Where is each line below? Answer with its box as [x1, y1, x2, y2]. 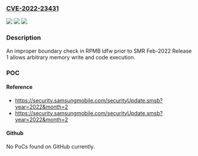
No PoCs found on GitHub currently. [6, 143, 95, 150]
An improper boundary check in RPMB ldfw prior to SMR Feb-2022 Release [6, 47, 193, 55]
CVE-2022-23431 [6, 4, 59, 13]
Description [6, 34, 41, 42]
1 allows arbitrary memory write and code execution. [6, 53, 136, 61]
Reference [6, 83, 33, 91]
